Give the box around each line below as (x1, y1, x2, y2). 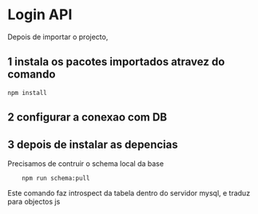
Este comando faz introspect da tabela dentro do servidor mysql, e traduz (7, 188, 251, 197)
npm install (7, 89, 47, 97)
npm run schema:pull (22, 174, 90, 182)
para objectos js (7, 196, 61, 206)
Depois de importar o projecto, (7, 32, 109, 42)
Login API (7, 6, 73, 24)
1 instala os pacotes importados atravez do (7, 55, 225, 69)
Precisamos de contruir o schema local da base (7, 158, 165, 168)
